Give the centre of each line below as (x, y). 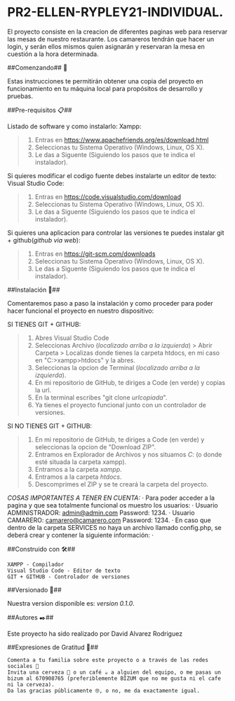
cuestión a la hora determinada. (53, 54)
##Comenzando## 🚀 (38, 67)
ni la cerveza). (31, 684)
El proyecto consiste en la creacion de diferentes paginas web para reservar (117, 32)
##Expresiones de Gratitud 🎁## (53, 647)
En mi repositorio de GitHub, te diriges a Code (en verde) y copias (130, 382)
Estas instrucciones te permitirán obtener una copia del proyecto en (105, 81)
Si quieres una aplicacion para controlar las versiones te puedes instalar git (116, 233)
